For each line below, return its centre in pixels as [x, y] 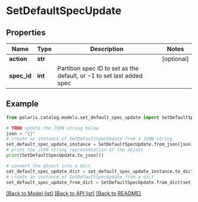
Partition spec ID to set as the [98, 68]
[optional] [175, 59]
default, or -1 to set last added [100, 76]
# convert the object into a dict [49, 166]
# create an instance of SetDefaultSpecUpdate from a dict [80, 177]
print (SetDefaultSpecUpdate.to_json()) [55, 156]
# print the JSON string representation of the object [75, 150]
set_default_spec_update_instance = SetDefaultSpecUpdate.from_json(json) [100, 144]
